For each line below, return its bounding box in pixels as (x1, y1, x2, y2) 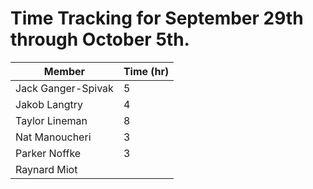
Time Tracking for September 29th (10, 7, 304, 30)
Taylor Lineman (15, 113, 88, 127)
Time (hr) (123, 64, 170, 78)
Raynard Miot (15, 162, 78, 176)
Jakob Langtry (15, 97, 84, 111)
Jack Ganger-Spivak (15, 81, 114, 95)
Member (43, 64, 86, 78)
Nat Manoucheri (15, 130, 92, 144)
